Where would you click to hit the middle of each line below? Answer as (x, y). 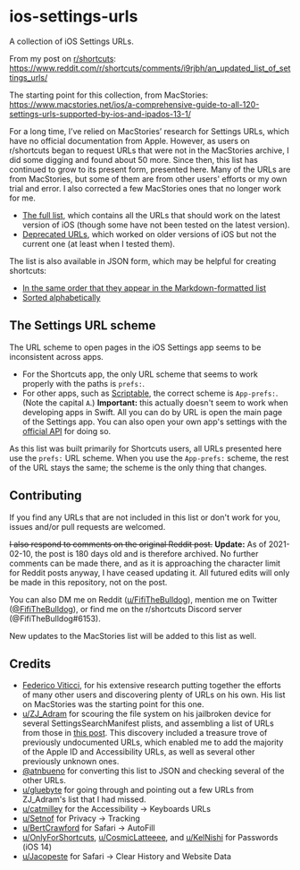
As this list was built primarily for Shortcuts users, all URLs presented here (146, 448)
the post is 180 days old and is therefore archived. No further (146, 553)
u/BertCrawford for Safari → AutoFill (88, 828)
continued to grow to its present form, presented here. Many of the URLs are (150, 169)
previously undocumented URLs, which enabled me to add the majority (153, 742)
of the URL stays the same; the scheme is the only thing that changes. (138, 467)
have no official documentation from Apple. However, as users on (129, 141)
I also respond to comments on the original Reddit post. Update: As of (138, 544)
